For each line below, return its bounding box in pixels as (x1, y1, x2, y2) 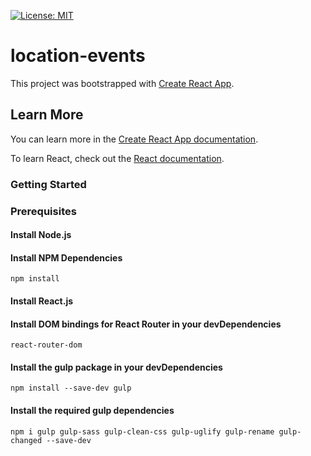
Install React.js (10, 295, 74, 307)
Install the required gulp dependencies (10, 404, 175, 416)
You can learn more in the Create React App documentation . (10, 133, 259, 145)
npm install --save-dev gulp (10, 383, 132, 394)
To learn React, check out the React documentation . (10, 152, 225, 164)
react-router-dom (10, 340, 83, 350)
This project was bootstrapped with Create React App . (10, 77, 235, 89)
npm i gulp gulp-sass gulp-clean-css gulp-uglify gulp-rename (10, 426, 275, 437)
